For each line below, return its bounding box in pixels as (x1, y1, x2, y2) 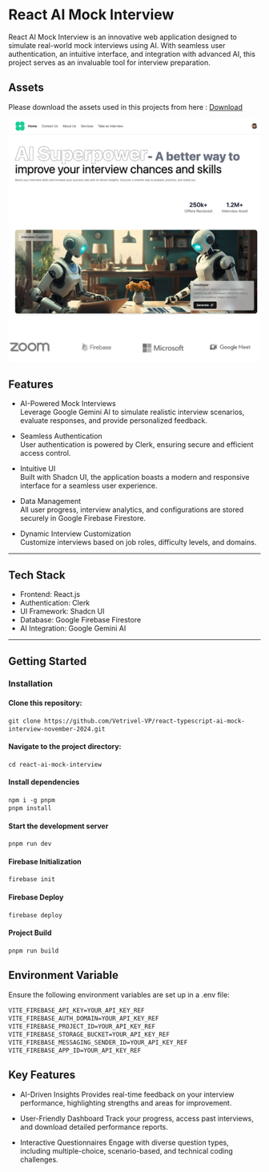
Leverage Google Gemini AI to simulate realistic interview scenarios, (19, 407, 245, 417)
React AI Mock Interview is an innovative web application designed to (8, 32, 238, 42)
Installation (8, 679, 54, 690)
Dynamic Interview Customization (19, 529, 131, 538)
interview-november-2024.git (8, 725, 106, 733)
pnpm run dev (8, 840, 52, 848)
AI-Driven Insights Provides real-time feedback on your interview (19, 1089, 235, 1099)
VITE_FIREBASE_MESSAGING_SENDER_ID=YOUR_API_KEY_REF (8, 1038, 188, 1046)
